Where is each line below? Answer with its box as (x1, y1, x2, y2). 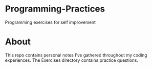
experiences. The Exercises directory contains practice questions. (5, 57, 138, 63)
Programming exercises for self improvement (5, 19, 96, 25)
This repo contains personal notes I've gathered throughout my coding (5, 52, 148, 58)
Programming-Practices (5, 3, 105, 14)
